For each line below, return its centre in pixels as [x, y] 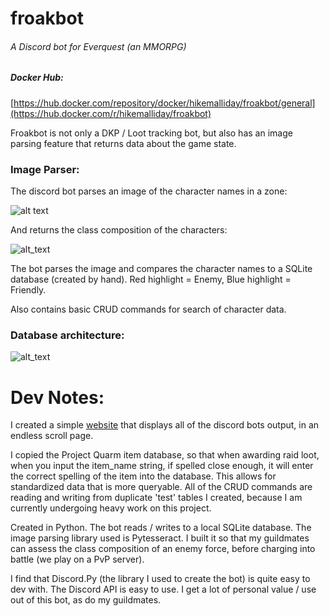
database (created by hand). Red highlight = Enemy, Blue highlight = [151, 279]
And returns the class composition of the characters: [119, 230]
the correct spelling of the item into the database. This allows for [143, 476]
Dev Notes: [57, 397]
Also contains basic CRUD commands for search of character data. [148, 309]
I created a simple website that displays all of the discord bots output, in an [165, 425]
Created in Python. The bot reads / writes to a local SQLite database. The [161, 528]
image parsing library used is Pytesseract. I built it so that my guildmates [160, 538]
